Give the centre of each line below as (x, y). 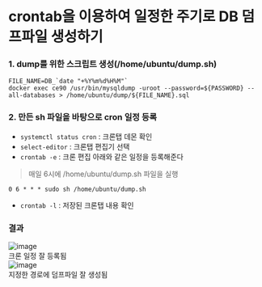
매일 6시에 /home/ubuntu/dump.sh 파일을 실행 (103, 174)
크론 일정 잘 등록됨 (38, 256)
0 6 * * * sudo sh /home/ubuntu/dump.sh (78, 189)
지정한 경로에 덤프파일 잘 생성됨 (58, 275)
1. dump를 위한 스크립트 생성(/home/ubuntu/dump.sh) (113, 64)
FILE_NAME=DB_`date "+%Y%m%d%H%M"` (68, 82)
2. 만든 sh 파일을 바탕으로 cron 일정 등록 (83, 117)
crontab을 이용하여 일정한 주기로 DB (123, 17)
